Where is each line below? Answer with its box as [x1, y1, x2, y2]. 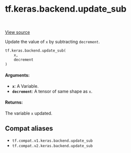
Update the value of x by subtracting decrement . [5, 38, 100, 44]
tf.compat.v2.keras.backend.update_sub [12, 143, 93, 148]
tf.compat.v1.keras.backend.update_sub [12, 138, 93, 143]
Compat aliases [5, 124, 53, 133]
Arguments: [5, 72, 30, 78]
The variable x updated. [5, 110, 52, 116]
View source [5, 29, 30, 35]
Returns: [5, 99, 23, 105]
